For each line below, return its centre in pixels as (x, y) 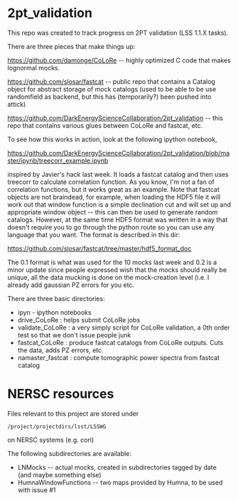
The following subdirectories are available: (69, 453)
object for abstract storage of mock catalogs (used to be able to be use (112, 89)
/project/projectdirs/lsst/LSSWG (57, 426)
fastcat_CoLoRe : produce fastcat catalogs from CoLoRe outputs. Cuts (120, 342)
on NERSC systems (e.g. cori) (51, 440)
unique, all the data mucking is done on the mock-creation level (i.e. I (108, 277)
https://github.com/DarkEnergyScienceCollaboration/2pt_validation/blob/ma (119, 153)
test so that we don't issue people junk (74, 335)
